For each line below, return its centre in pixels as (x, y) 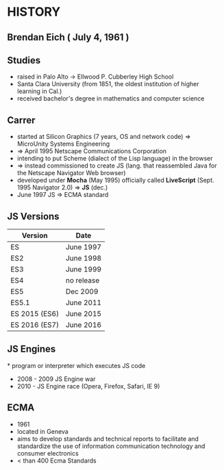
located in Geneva (42, 431)
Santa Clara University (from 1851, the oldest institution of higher (108, 84)
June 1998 (83, 259)
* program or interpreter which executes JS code (76, 365)
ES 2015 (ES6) (35, 314)
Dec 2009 (82, 291)
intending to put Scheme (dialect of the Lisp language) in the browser (115, 159)
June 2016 (83, 325)
